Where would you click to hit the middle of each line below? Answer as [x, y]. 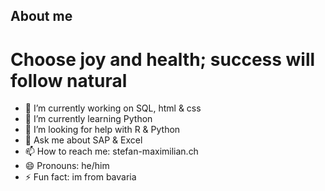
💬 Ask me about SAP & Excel [83, 140]
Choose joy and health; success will [163, 59]
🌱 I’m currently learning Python [88, 119]
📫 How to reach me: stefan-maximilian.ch [111, 151]
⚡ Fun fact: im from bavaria [80, 177]
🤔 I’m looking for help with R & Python [102, 130]
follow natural [69, 80]
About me [41, 16]
